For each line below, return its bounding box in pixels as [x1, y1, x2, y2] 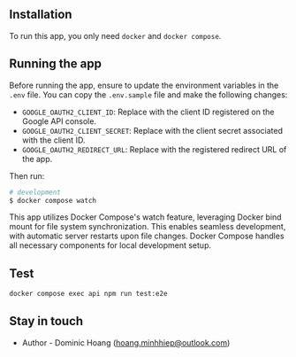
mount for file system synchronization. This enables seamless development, [9, 221, 286, 232]
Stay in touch [9, 314, 84, 329]
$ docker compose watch [9, 196, 97, 205]
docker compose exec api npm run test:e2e [9, 290, 168, 299]
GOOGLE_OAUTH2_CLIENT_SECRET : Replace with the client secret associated [21, 125, 284, 136]
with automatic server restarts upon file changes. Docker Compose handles [9, 230, 285, 242]
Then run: [9, 170, 45, 181]
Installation [9, 7, 72, 22]
